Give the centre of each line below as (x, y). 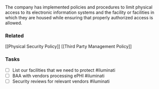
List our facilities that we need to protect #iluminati (64, 70)
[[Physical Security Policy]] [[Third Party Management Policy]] (68, 46)
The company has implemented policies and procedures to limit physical (79, 7)
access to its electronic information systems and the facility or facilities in (80, 12)
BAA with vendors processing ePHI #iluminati (58, 76)
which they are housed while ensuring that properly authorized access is (79, 18)
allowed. (14, 23)
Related (15, 36)
